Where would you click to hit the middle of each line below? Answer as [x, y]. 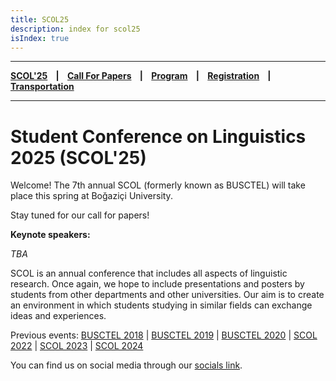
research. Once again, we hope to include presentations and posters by [157, 284]
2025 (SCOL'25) [78, 157]
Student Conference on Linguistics [158, 136]
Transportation [42, 87]
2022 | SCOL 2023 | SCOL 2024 [77, 346]
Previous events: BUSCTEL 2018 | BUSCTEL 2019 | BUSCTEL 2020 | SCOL [164, 335]
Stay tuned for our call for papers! [80, 215]
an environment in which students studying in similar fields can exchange [161, 305]
